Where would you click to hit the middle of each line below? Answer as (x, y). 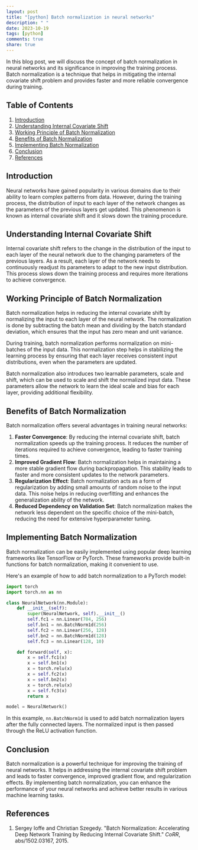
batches (16, 350)
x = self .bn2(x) (47, 679)
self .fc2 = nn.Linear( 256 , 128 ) (67, 630)
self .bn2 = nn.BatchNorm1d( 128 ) (67, 636)
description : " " (27, 23)
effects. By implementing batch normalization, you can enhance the (88, 782)
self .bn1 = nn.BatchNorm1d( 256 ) (67, 625)
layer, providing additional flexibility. (50, 392)
